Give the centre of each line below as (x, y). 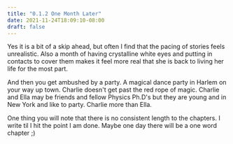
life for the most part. (38, 69)
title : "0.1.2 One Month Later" (54, 14)
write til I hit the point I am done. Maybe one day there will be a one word (112, 126)
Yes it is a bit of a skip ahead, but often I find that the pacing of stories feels (116, 47)
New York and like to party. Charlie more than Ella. (80, 105)
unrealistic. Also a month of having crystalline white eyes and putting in (110, 54)
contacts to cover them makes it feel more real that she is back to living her (115, 62)
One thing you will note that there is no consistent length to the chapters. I (114, 118)
